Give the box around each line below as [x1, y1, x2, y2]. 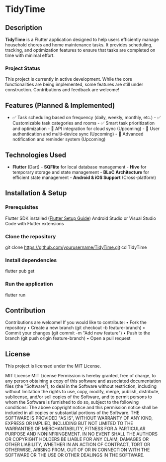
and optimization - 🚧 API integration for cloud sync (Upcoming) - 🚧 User [12, 126, 160, 132]
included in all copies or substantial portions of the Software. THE [5, 410, 140, 416]
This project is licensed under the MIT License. [5, 363, 101, 369]
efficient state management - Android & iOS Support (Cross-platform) [12, 174, 157, 180]
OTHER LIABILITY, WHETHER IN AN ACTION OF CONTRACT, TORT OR [5, 442, 150, 448]
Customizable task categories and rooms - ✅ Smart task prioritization [12, 120, 155, 126]
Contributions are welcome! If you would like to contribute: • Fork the [5, 319, 147, 325]
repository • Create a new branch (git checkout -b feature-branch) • [5, 325, 146, 331]
